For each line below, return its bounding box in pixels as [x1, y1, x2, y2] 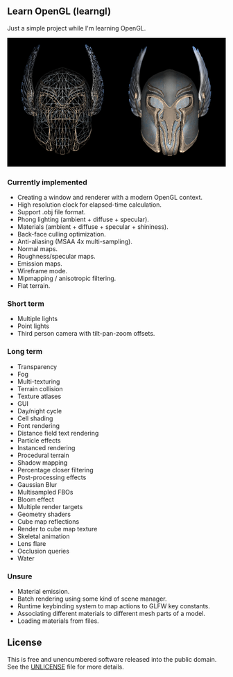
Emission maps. [17, 259, 62, 268]
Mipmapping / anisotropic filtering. [17, 274, 116, 283]
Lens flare [17, 539, 46, 547]
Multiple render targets [17, 502, 83, 511]
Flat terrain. [17, 282, 51, 290]
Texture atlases [17, 392, 62, 400]
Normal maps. [17, 245, 58, 253]
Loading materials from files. [17, 617, 99, 625]
